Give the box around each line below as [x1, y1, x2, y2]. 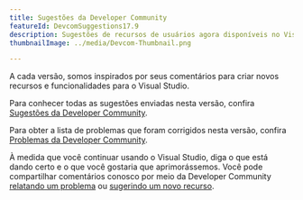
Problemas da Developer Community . [9, 134, 149, 145]
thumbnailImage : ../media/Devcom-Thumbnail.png [9, 38, 192, 48]
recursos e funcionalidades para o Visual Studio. [9, 80, 189, 91]
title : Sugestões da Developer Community [9, 13, 168, 23]
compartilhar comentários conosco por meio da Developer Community [9, 171, 272, 182]
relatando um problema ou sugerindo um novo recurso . [9, 181, 215, 192]
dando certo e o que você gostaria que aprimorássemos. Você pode [9, 161, 263, 172]
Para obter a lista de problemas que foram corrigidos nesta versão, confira [9, 125, 287, 136]
